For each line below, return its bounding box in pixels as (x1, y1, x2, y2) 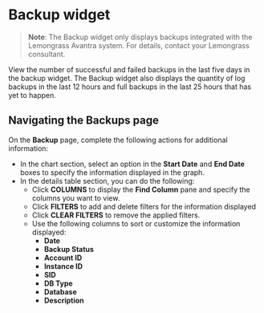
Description (43, 295, 84, 305)
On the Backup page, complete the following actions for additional (8, 135, 228, 144)
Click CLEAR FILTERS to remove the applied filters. (31, 210, 201, 220)
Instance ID (43, 261, 83, 270)
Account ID (43, 253, 83, 262)
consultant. (27, 49, 66, 59)
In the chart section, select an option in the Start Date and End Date (19, 159, 245, 169)
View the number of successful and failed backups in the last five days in (8, 64, 250, 74)
